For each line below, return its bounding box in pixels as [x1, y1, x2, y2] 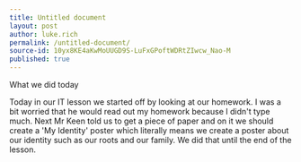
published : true [9, 55, 70, 64]
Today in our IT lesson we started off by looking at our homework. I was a [9, 97, 281, 107]
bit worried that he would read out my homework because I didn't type [9, 107, 270, 116]
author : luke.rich [9, 30, 78, 38]
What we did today [9, 80, 79, 90]
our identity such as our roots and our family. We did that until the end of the [9, 135, 292, 145]
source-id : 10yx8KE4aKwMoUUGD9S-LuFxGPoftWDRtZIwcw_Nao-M [9, 47, 231, 55]
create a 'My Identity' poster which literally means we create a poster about [9, 125, 289, 135]
